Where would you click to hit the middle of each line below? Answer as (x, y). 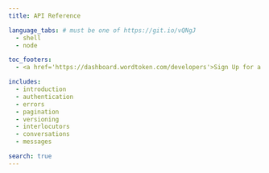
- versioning (37, 119)
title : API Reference (45, 16)
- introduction (41, 89)
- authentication (45, 97)
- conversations (43, 134)
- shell (29, 38)
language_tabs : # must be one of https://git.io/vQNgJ (102, 30)
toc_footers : (30, 60)
